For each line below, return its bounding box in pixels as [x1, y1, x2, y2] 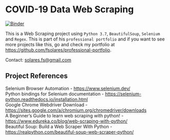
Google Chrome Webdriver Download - [5, 102, 88, 108]
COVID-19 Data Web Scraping [5, 4, 134, 15]
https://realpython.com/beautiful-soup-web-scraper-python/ [5, 129, 134, 135]
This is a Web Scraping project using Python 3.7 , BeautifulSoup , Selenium [5, 30, 160, 36]
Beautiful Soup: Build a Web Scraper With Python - [5, 123, 113, 129]
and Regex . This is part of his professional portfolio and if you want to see [5, 36, 165, 42]
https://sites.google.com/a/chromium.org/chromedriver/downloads [5, 107, 147, 113]
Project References [5, 72, 68, 81]
